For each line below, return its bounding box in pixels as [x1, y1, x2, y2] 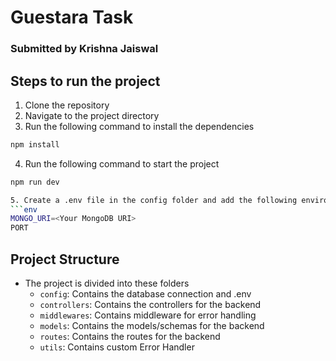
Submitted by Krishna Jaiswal [10, 42, 159, 56]
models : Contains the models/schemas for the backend [39, 319, 265, 331]
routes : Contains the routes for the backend [39, 330, 221, 342]
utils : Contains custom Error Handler [39, 341, 195, 353]
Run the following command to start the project [24, 157, 220, 170]
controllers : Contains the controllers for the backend [39, 298, 262, 310]
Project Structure [10, 251, 120, 268]
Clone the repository [24, 99, 110, 111]
